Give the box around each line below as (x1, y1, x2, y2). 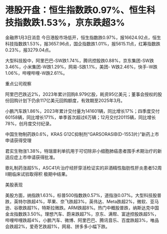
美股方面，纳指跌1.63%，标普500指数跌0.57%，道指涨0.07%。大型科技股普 (5, 192, 162, 198)
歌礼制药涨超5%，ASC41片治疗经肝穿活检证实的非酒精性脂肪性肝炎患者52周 (5, 165, 162, 171)
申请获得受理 (5, 137, 31, 143)
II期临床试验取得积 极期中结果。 (5, 171, 70, 177)
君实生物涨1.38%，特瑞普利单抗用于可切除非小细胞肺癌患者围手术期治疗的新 (5, 148, 162, 154)
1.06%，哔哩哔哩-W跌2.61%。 (5, 70, 68, 76)
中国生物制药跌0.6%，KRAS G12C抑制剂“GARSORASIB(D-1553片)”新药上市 (5, 131, 160, 137)
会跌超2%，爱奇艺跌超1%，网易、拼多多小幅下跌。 (5, 223, 110, 230)
